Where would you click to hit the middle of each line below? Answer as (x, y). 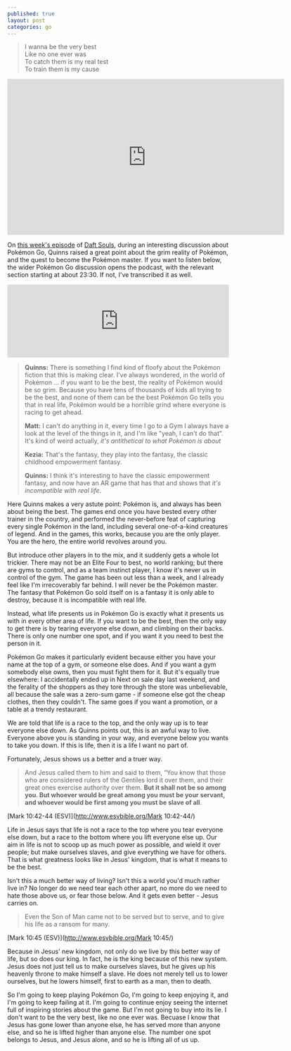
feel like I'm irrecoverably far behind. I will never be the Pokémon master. (113, 585)
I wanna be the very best (60, 47)
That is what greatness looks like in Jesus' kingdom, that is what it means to (117, 860)
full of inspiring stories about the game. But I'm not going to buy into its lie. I (117, 1010)
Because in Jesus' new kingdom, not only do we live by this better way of (114, 952)
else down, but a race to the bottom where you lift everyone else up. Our (112, 837)
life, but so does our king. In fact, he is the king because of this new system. (117, 959)
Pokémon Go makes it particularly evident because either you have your (111, 657)
